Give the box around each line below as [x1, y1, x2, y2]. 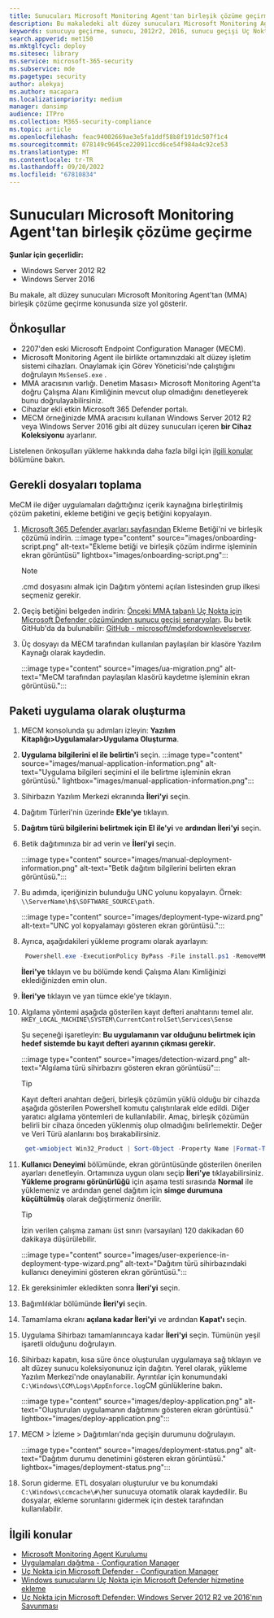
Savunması [20, 1601, 59, 1611]
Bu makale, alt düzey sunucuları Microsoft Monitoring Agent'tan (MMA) [9, 289, 248, 299]
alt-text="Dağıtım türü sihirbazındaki [124, 1259, 247, 1268]
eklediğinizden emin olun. [20, 976, 107, 985]
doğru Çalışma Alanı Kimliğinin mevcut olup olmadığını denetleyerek [20, 387, 249, 397]
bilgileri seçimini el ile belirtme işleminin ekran [77, 768, 231, 777]
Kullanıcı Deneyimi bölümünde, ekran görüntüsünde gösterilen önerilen [20, 1159, 263, 1169]
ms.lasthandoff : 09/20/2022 [9, 163, 105, 172]
